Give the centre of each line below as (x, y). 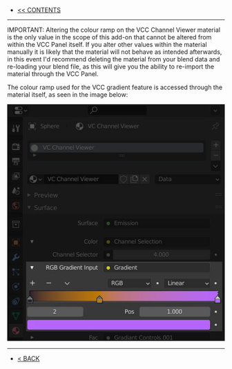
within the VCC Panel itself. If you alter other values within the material (107, 45)
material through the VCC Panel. (53, 74)
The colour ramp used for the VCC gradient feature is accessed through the (115, 87)
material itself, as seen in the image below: (68, 95)
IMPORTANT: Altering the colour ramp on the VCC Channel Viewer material (114, 30)
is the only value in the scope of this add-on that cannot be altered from (109, 37)
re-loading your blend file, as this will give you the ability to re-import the (111, 66)
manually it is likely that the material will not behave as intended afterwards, (115, 52)
